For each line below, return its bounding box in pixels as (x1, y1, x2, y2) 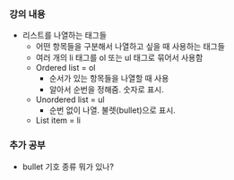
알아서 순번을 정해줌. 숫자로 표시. (48, 84, 164, 95)
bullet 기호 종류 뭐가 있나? (22, 161, 115, 172)
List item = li (35, 115, 81, 126)
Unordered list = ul (35, 94, 105, 105)
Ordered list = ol (35, 63, 96, 73)
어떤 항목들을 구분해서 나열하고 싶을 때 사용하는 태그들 (35, 41, 226, 52)
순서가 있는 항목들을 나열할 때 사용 (48, 73, 169, 84)
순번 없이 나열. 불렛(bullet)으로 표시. (48, 105, 177, 116)
